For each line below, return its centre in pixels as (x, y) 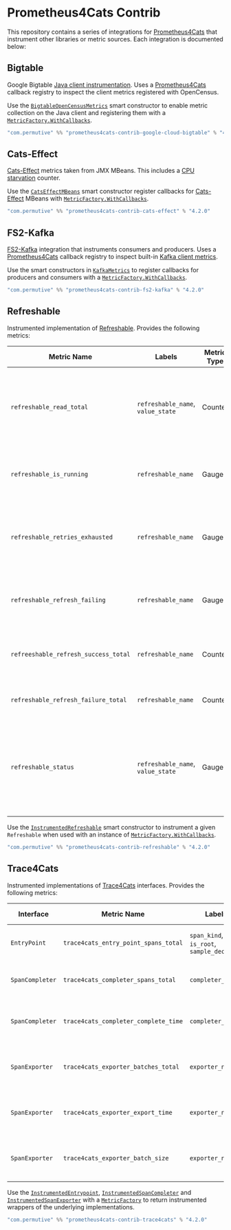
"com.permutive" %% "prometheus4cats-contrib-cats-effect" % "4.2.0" (109, 212)
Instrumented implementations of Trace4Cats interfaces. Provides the (106, 885)
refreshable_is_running (49, 474)
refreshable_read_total (49, 407)
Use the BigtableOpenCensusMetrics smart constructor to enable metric (108, 105)
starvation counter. (34, 178)
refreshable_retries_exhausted (62, 537)
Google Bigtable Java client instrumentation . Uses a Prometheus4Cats (107, 85)
